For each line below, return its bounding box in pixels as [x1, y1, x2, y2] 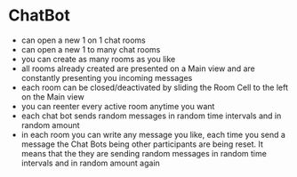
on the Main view [20, 91, 85, 102]
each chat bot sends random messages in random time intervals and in [20, 110, 282, 121]
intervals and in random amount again [20, 157, 161, 168]
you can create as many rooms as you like [20, 53, 176, 64]
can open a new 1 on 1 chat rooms [20, 35, 146, 45]
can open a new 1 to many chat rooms [20, 44, 161, 54]
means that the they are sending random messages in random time [20, 148, 268, 158]
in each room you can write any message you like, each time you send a [20, 129, 286, 140]
